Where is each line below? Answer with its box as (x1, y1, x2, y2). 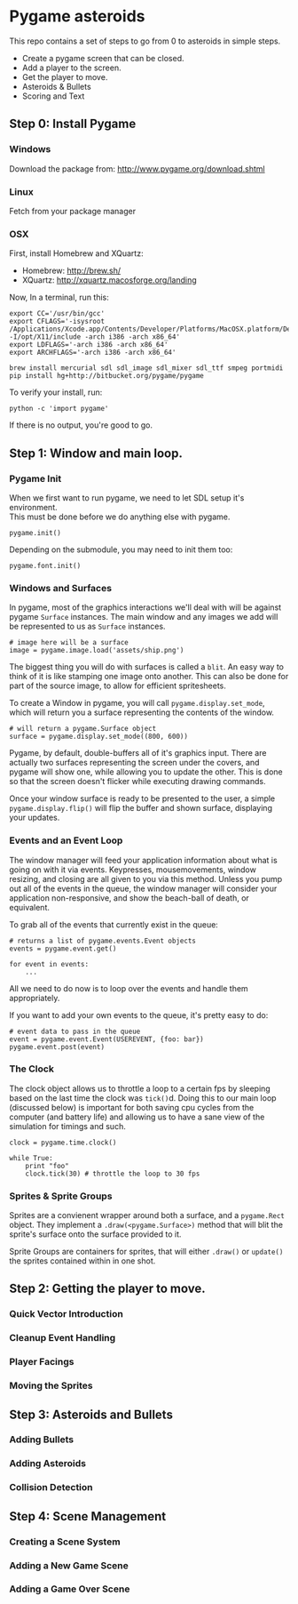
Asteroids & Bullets (21, 81, 91, 92)
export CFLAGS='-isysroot (9, 317, 105, 326)
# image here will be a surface (9, 638, 129, 647)
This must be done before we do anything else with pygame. (9, 511, 231, 522)
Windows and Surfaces (9, 581, 113, 594)
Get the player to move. (21, 71, 108, 82)
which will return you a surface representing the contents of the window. (9, 707, 275, 718)
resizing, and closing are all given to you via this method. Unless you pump (9, 873, 283, 884)
